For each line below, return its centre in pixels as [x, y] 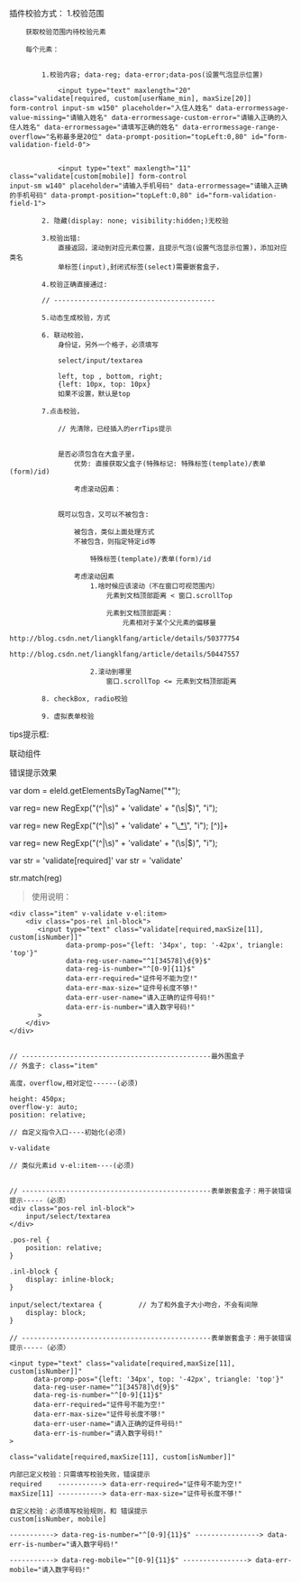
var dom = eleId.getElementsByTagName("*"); [95, 791]
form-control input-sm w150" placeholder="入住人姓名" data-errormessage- [150, 108]
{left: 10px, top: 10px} [104, 384]
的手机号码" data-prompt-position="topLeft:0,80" [101, 196]
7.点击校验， [63, 411]
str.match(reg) [36, 878]
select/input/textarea [100, 361]
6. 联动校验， [65, 336]
